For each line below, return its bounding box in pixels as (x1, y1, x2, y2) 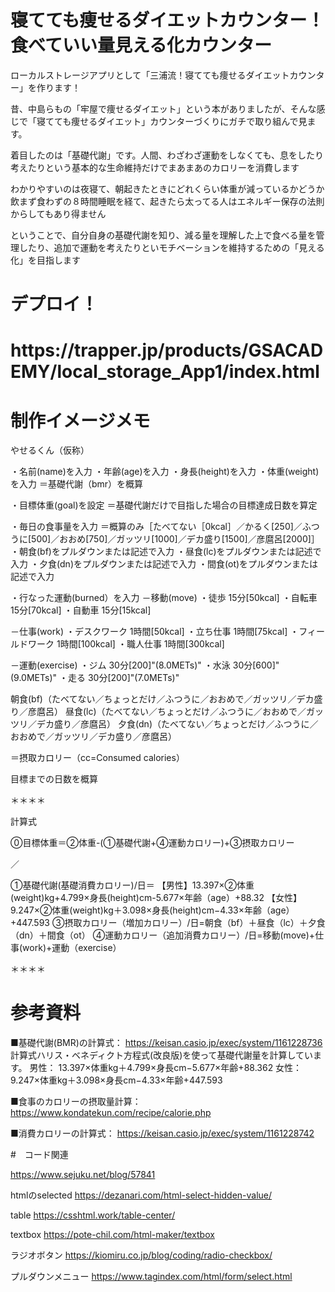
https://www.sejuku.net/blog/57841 (10, 1169, 156, 1181)
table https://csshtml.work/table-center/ (10, 1209, 176, 1221)
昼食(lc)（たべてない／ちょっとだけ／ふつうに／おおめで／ (64, 706, 307, 718)
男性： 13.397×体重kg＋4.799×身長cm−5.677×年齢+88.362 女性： (29, 1062, 303, 1074)
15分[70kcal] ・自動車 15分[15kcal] (10, 604, 152, 616)
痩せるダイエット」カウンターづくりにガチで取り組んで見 (71, 115, 308, 127)
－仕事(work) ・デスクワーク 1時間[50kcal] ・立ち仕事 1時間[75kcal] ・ (10, 626, 300, 638)
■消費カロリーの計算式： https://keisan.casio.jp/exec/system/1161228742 (10, 1127, 315, 1140)
